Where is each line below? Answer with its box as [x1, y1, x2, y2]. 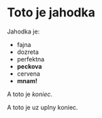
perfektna [16, 55, 45, 63]
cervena [16, 70, 41, 78]
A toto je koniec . [7, 90, 53, 98]
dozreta [16, 48, 39, 56]
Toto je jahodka [7, 5, 95, 20]
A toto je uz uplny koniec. [7, 103, 78, 111]
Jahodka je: [7, 27, 40, 35]
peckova [16, 62, 42, 70]
